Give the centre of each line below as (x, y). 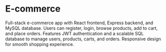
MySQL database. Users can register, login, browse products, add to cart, (81, 28)
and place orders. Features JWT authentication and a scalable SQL (75, 33)
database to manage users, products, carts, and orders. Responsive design (83, 39)
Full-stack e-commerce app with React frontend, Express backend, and (79, 23)
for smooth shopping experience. (40, 44)
